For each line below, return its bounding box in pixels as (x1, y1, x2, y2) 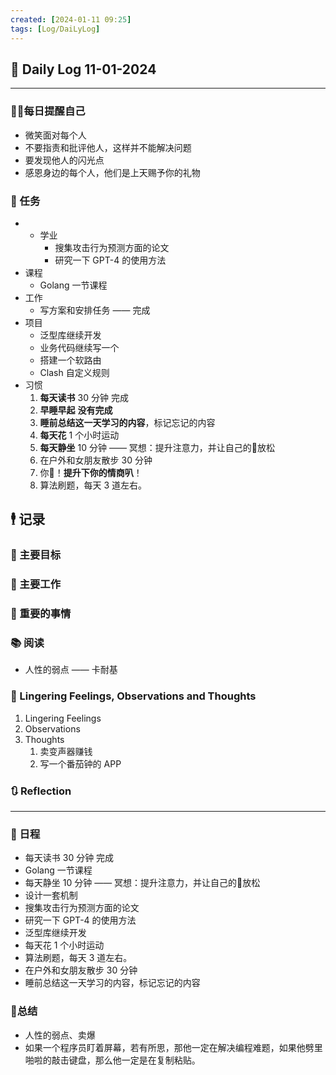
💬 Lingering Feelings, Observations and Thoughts (10, 689, 257, 703)
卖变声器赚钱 (39, 745, 93, 757)
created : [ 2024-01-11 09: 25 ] (10, 14, 132, 25)
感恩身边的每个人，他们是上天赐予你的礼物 (24, 166, 201, 178)
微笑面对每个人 (24, 129, 87, 141)
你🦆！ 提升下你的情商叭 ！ (39, 466, 143, 478)
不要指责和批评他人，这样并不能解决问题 (24, 141, 192, 153)
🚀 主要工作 (10, 577, 62, 591)
